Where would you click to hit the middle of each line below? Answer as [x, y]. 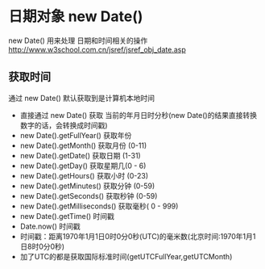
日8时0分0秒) [42, 246]
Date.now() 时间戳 [50, 226]
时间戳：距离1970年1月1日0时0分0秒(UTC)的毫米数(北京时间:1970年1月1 [138, 236]
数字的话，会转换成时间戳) [64, 125]
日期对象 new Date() [76, 17]
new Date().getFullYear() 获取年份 [76, 135]
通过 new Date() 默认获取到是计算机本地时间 [82, 98]
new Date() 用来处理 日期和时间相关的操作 [78, 40]
